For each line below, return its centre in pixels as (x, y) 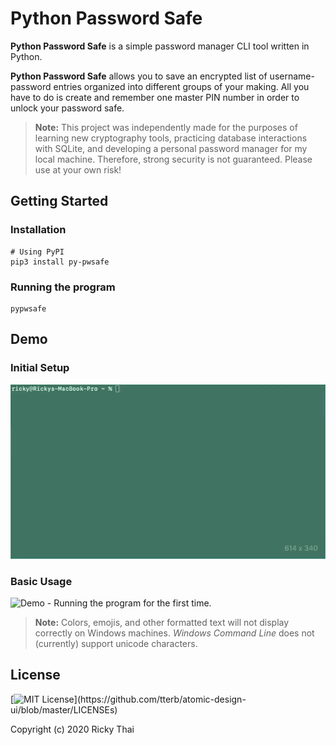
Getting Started (59, 201)
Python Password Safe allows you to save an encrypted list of (139, 76)
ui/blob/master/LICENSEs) (64, 709)
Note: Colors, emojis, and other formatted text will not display (162, 622)
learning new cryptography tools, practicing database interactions (171, 138)
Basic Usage (41, 581)
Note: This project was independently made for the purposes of (166, 127)
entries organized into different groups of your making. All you (181, 86)
